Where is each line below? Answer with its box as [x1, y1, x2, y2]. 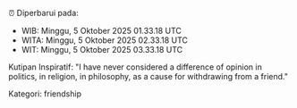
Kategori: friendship [8, 88, 82, 99]
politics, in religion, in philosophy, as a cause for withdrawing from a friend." [8, 71, 288, 81]
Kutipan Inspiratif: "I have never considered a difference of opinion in [8, 62, 263, 72]
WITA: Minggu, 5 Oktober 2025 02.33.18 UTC [21, 35, 189, 46]
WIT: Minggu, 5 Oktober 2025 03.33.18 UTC [21, 45, 183, 54]
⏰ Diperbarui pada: [8, 8, 80, 18]
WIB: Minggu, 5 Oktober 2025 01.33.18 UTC [21, 26, 182, 36]
